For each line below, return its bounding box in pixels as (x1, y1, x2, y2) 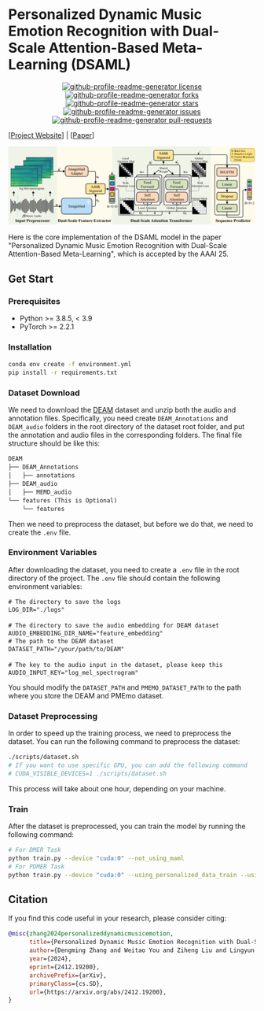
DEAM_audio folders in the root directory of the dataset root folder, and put (8, 422, 245, 431)
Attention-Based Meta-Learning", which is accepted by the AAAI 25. (8, 250, 229, 259)
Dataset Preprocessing (8, 710, 98, 721)
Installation (8, 342, 53, 353)
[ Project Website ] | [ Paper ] (8, 130, 95, 139)
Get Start (8, 272, 53, 285)
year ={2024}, (28, 955, 72, 963)
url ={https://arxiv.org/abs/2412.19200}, (28, 988, 167, 996)
